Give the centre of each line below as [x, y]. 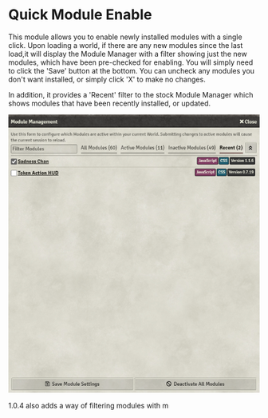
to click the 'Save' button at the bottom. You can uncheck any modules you [132, 70]
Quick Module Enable [80, 15]
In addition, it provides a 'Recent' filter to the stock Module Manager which [131, 94]
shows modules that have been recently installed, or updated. [110, 103]
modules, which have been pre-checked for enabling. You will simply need [131, 62]
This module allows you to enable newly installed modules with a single [125, 37]
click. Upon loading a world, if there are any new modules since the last [126, 45]
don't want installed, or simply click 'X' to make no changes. [107, 79]
